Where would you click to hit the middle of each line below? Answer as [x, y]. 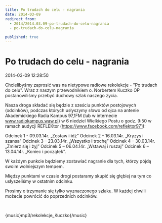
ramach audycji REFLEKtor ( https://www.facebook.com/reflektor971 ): [75, 126]
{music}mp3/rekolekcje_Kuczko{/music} [46, 215]
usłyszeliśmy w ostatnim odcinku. [39, 181]
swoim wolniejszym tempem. [35, 166]
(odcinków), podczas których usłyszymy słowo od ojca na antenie [72, 110]
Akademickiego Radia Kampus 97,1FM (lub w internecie [61, 115]
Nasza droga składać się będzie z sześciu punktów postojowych [71, 105]
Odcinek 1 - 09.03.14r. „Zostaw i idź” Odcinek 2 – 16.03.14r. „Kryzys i [74, 136]
